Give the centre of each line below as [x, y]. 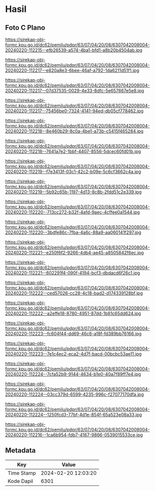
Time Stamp [22, 473]
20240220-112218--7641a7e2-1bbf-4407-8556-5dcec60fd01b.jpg [73, 151]
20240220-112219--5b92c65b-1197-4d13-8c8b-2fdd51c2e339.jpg [74, 192]
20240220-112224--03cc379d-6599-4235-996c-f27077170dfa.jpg [75, 394]
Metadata [20, 450]
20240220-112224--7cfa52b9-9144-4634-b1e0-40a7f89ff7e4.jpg [73, 374]
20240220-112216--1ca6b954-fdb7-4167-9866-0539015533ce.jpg [74, 435]
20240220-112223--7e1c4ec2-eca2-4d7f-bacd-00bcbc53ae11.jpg [74, 354]
